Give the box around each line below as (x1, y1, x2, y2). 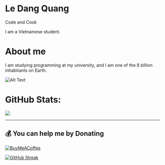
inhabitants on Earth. (5, 67, 47, 73)
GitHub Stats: (5, 94, 61, 106)
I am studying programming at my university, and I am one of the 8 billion (5, 62, 153, 68)
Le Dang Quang (5, 3, 69, 14)
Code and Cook (5, 19, 37, 25)
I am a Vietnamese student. (5, 28, 60, 34)
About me (5, 46, 46, 57)
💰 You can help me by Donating (5, 130, 104, 138)
